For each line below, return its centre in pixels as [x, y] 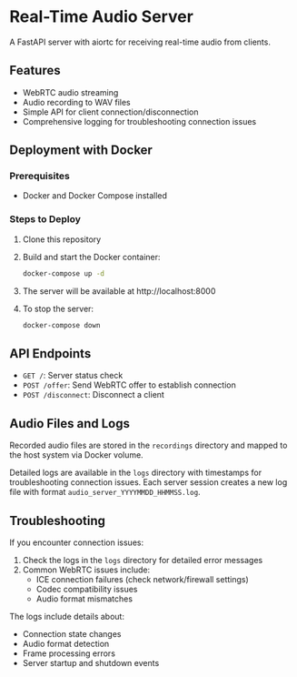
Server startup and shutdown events [91, 662]
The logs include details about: [67, 616]
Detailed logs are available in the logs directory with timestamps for [135, 473]
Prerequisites [40, 177]
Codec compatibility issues [87, 589]
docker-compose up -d [63, 273]
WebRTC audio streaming [70, 92]
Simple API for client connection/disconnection [110, 112]
